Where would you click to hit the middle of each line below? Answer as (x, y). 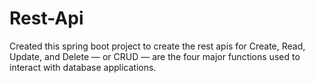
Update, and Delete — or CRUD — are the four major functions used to (155, 56)
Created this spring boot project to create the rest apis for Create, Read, (157, 46)
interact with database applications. (83, 67)
